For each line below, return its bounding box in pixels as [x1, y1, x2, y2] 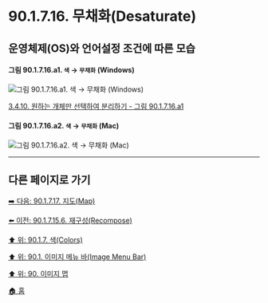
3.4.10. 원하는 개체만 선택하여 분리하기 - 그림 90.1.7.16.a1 [8, 101, 184, 111]
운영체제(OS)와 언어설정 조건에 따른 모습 [8, 41, 195, 55]
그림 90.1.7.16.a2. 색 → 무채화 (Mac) [8, 121, 120, 131]
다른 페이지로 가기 [8, 173, 91, 187]
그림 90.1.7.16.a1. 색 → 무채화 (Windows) [8, 65, 135, 75]
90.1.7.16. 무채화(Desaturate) [8, 7, 197, 26]
